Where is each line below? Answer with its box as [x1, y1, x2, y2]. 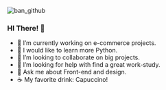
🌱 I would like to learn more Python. [16, 46, 118, 55]
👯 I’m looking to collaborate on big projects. [16, 53, 141, 61]
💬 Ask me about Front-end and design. [16, 68, 127, 76]
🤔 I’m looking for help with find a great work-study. [16, 61, 161, 69]
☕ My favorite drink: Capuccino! [16, 76, 108, 84]
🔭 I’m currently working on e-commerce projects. [16, 39, 156, 47]
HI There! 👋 [7, 23, 45, 33]
